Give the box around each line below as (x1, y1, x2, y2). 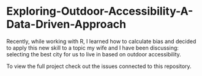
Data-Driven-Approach (6, 17, 127, 31)
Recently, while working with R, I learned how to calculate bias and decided (6, 37, 196, 45)
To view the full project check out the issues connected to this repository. (6, 63, 192, 70)
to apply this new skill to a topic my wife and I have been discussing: (6, 44, 179, 51)
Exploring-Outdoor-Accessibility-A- (6, 4, 193, 18)
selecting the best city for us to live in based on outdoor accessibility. (6, 50, 182, 58)
